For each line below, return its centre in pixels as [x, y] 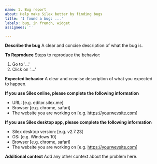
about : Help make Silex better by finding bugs [54, 14]
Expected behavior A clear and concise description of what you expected [79, 79]
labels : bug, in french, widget [37, 23]
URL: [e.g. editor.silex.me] [38, 103]
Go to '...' [21, 64]
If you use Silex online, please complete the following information [72, 93]
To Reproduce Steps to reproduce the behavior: [53, 55]
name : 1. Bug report [26, 9]
